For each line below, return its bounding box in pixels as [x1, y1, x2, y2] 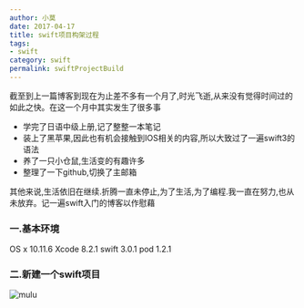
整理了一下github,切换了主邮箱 [22, 166, 137, 178]
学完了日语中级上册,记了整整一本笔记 [22, 120, 161, 132]
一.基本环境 [9, 222, 60, 235]
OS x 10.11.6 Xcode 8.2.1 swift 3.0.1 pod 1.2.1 [9, 243, 172, 255]
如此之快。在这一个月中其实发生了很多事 [9, 101, 161, 112]
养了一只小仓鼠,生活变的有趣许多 [22, 155, 146, 166]
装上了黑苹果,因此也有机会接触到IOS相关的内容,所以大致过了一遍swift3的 [22, 132, 296, 143]
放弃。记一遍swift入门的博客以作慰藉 [16, 197, 156, 208]
